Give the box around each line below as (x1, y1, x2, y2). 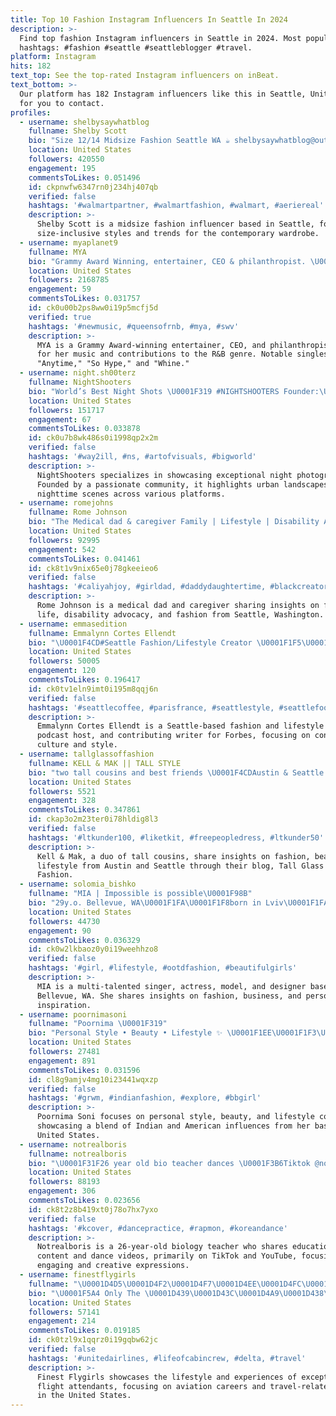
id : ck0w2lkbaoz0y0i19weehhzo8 (28, 944, 159, 955)
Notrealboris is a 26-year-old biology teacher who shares (36, 1242, 288, 1252)
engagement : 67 (28, 414, 92, 425)
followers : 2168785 (28, 275, 110, 285)
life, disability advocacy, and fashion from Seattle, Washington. (36, 609, 325, 620)
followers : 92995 (28, 535, 101, 545)
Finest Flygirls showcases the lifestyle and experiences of (36, 1372, 298, 1382)
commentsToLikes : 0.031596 (28, 1065, 141, 1075)
